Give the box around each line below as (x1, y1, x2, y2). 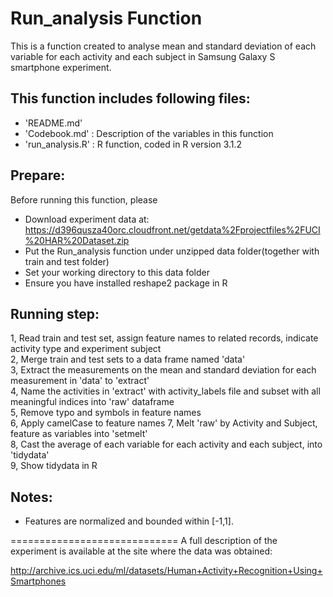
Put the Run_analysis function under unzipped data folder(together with (24, 245, 320, 257)
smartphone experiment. (10, 61, 112, 73)
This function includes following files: (10, 90, 251, 107)
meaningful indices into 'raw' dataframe (10, 396, 175, 408)
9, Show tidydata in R (10, 460, 98, 472)
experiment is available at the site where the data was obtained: (10, 545, 273, 557)
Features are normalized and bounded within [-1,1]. (24, 515, 234, 527)
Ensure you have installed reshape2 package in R (24, 277, 228, 289)
